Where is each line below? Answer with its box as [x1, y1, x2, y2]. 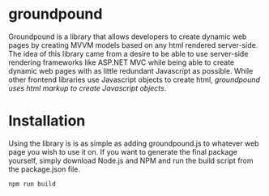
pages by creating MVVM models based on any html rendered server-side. [8, 40, 258, 49]
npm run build [8, 180, 57, 188]
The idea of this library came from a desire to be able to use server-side [8, 49, 249, 58]
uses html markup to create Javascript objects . [8, 83, 167, 93]
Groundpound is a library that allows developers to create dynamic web [8, 32, 247, 41]
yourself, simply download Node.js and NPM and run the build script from [8, 156, 254, 165]
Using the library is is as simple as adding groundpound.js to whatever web [8, 138, 259, 148]
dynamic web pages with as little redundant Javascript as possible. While [8, 66, 254, 75]
